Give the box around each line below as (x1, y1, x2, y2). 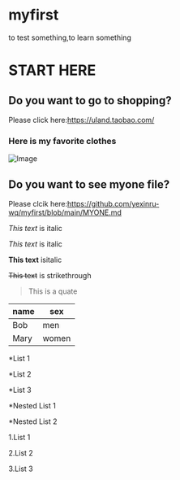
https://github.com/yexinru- (67, 199, 160, 209)
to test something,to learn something (8, 33, 131, 42)
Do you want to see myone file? (8, 177, 170, 191)
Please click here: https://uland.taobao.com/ (8, 115, 155, 124)
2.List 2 (8, 448, 34, 458)
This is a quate (28, 286, 78, 296)
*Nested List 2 (8, 417, 58, 426)
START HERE (8, 61, 96, 80)
